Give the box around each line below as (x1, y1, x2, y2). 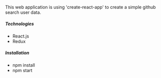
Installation (5, 49, 29, 56)
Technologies (5, 21, 34, 27)
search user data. (5, 9, 41, 15)
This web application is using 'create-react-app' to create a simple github (5, 4, 156, 10)
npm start (12, 67, 32, 73)
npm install (12, 62, 35, 68)
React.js (12, 33, 29, 39)
